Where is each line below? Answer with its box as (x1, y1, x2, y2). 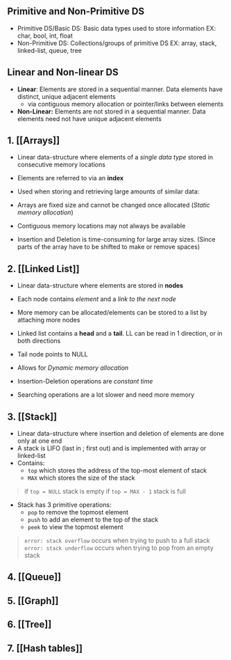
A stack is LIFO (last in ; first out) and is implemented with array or (17, 444, 207, 453)
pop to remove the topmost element (27, 508, 128, 517)
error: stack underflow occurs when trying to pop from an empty (24, 544, 214, 552)
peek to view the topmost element (27, 523, 123, 531)
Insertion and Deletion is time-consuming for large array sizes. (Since (17, 235, 216, 244)
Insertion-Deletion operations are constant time (17, 377, 153, 386)
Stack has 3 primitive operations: (17, 501, 112, 509)
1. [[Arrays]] (7, 135, 60, 147)
